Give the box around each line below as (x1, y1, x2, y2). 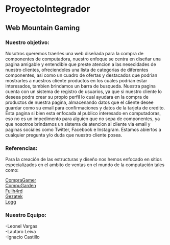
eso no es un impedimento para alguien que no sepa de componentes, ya (5, 116, 160, 122)
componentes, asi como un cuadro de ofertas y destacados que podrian (5, 72, 157, 78)
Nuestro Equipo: (5, 212, 47, 219)
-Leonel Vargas (5, 223, 38, 229)
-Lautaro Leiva (5, 229, 36, 235)
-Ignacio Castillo (5, 234, 40, 240)
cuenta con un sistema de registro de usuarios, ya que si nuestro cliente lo (5, 88, 162, 95)
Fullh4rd (5, 188, 23, 194)
